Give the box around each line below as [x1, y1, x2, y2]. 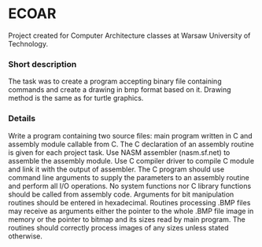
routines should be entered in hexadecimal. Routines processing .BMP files [8, 197, 251, 207]
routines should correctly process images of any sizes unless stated [8, 223, 230, 232]
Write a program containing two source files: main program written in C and [8, 131, 253, 140]
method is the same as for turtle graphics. [8, 94, 144, 103]
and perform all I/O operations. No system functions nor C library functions [8, 181, 252, 190]
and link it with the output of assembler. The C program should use [8, 164, 225, 174]
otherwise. [8, 231, 43, 241]
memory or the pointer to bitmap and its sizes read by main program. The [8, 214, 245, 224]
